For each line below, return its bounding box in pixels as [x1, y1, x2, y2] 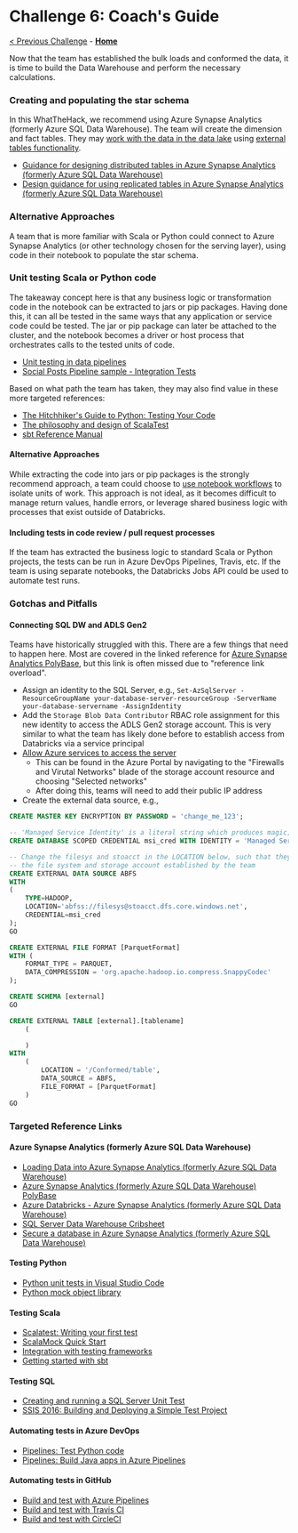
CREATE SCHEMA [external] [9, 992, 105, 1002]
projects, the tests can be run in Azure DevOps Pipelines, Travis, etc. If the [9, 556, 281, 567]
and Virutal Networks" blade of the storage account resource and [35, 767, 275, 778]
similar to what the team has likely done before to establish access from [21, 729, 286, 739]
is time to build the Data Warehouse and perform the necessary [9, 62, 241, 73]
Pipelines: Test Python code [21, 1445, 125, 1456]
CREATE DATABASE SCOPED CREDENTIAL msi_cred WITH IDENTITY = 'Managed [9, 836, 276, 846]
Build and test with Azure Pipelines [21, 1495, 149, 1505]
